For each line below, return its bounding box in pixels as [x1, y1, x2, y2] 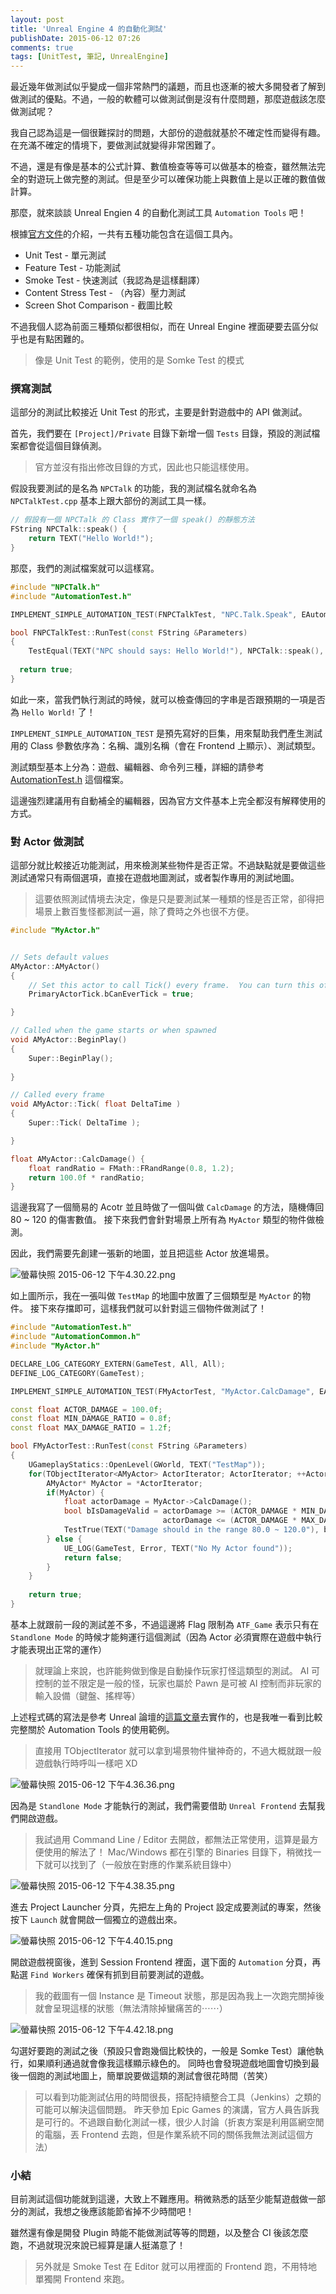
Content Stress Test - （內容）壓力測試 [24, 287, 186, 299]
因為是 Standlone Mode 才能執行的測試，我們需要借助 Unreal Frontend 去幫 [10, 1799, 317, 1811]
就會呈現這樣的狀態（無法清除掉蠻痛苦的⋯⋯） [34, 2002, 228, 2014]
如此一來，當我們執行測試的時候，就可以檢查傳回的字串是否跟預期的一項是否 [10, 693, 326, 705]
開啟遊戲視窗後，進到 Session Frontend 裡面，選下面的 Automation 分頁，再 [10, 1956, 322, 1968]
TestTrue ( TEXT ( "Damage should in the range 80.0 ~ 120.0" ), [63, 1525, 320, 1535]
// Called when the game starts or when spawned [10, 1026, 217, 1036]
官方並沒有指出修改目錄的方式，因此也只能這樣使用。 [34, 461, 255, 473]
